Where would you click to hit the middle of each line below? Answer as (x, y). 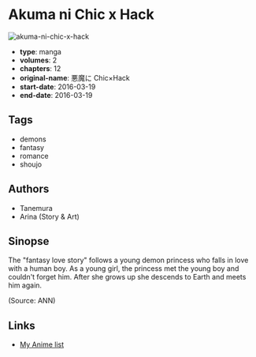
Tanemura (36, 208)
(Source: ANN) (32, 301)
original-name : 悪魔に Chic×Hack (74, 77)
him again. (25, 285)
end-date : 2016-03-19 (56, 95)
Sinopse (29, 241)
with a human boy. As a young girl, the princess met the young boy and (124, 269)
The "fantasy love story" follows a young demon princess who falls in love (128, 260)
